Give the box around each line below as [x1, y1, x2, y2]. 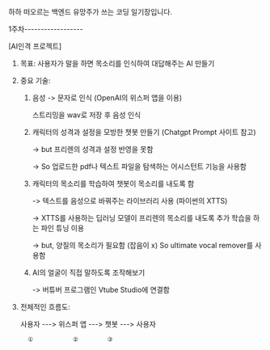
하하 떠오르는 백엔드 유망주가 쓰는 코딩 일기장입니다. [8, 7, 172, 16]
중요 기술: [19, 76, 51, 85]
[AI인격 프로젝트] [8, 41, 62, 51]
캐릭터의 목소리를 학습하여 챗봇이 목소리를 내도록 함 [32, 179, 195, 188]
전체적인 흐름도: [19, 302, 70, 311]
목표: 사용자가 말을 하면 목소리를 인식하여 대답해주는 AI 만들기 [19, 59, 215, 68]
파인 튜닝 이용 [40, 223, 85, 233]
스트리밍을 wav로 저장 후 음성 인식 [32, 110, 141, 120]
